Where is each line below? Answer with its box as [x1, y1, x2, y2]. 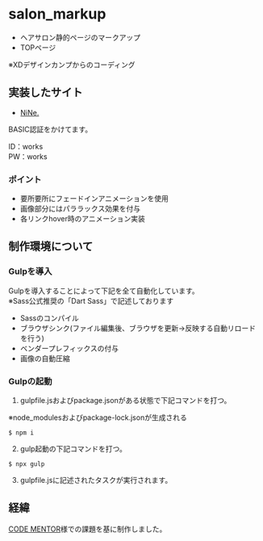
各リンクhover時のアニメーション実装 [19, 214, 145, 224]
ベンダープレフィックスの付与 [19, 343, 119, 353]
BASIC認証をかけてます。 [8, 124, 93, 134]
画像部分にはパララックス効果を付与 [19, 203, 141, 214]
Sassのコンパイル [19, 312, 79, 323]
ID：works [8, 141, 44, 151]
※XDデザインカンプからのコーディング [8, 60, 136, 69]
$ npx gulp [8, 460, 45, 468]
